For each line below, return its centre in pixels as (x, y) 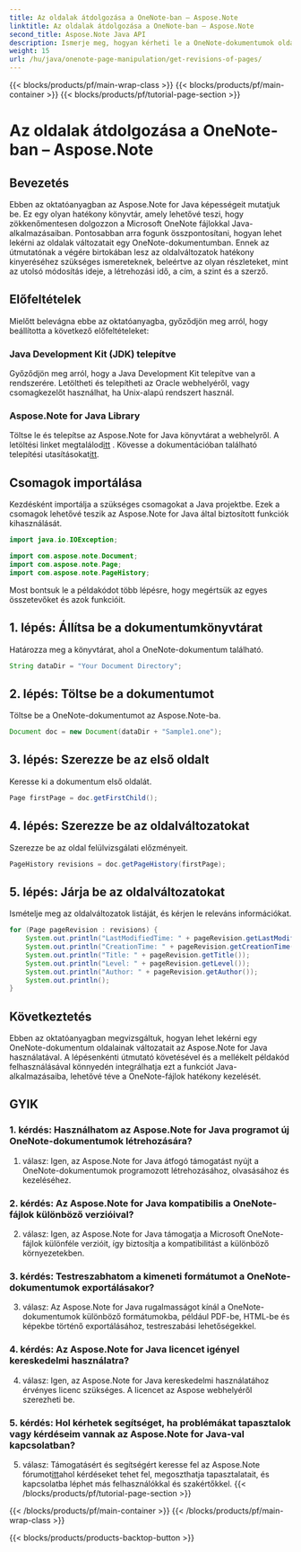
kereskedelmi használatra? (69, 1361)
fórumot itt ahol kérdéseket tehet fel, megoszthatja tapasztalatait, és (146, 1474)
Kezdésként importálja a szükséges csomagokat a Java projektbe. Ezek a (145, 505)
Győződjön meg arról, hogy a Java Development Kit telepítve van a (133, 374)
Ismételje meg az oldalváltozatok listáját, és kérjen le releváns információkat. (150, 913)
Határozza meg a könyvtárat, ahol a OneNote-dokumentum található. (137, 649)
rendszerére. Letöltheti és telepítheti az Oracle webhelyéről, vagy (129, 384)
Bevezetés (39, 183)
